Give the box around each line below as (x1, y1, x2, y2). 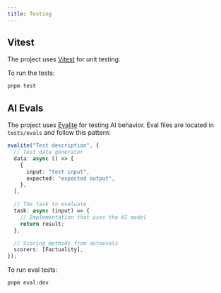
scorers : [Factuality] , (13, 246, 83, 253)
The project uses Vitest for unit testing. (7, 55, 121, 64)
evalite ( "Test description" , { (7, 142, 100, 149)
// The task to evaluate (13, 201, 87, 208)
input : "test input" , (25, 168, 90, 175)
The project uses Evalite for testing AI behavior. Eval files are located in (7, 121, 214, 129)
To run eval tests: (7, 265, 58, 274)
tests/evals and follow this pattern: (7, 128, 111, 137)
